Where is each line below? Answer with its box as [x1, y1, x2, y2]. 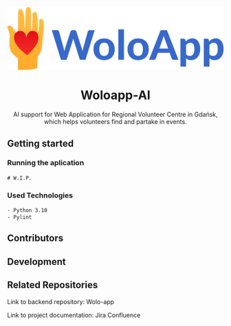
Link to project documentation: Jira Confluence [7, 311, 141, 319]
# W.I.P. [7, 175, 32, 182]
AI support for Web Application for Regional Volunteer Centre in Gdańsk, [13, 110, 218, 119]
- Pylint [7, 214, 32, 221]
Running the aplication [7, 158, 85, 168]
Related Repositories [7, 279, 98, 291]
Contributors [7, 232, 64, 244]
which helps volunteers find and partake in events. [44, 118, 187, 126]
